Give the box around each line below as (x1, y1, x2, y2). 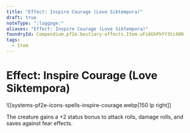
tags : (6, 37, 20, 43)
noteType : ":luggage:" (6, 20, 64, 26)
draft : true (6, 15, 37, 21)
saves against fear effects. (6, 119, 73, 127)
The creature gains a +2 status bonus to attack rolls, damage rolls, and (6, 113, 184, 120)
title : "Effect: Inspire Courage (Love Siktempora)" (6, 8, 143, 15)
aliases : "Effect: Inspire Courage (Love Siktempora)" (6, 25, 149, 32)
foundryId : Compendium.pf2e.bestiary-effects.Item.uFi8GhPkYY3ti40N (6, 31, 184, 37)
